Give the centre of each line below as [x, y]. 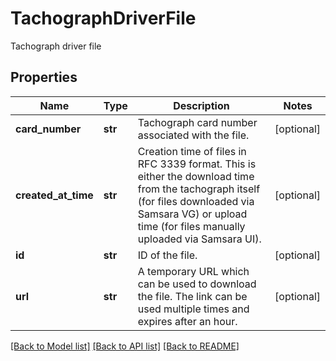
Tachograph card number [197, 122]
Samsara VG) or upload [192, 214]
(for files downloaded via [196, 201]
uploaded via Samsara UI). [199, 239]
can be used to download [197, 284]
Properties [44, 77]
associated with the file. [193, 135]
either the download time [196, 176]
